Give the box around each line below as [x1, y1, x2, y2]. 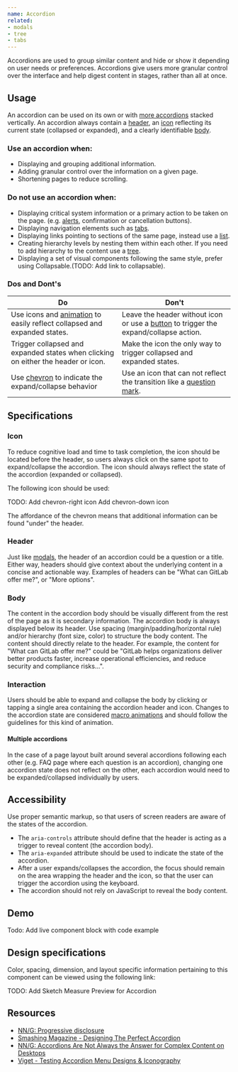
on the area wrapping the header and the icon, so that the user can [17, 871, 214, 880]
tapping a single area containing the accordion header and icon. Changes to [7, 704, 229, 712]
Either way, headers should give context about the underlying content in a [7, 560, 223, 569]
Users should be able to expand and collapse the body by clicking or [7, 696, 208, 704]
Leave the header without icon [121, 310, 223, 319]
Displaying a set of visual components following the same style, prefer [17, 253, 223, 263]
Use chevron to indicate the [11, 372, 103, 382]
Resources [7, 1007, 56, 1019]
